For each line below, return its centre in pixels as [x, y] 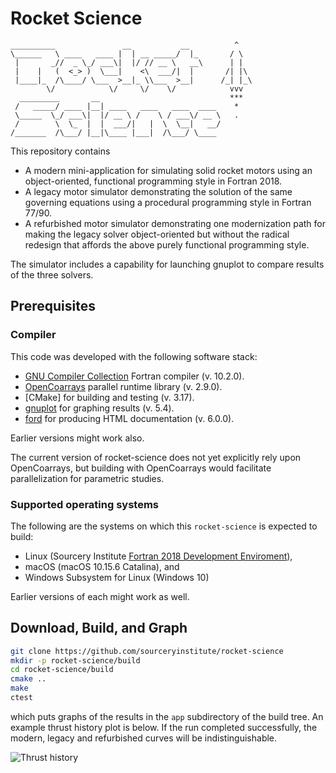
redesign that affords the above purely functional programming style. [167, 244]
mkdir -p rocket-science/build [75, 660]
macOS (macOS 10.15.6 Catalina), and [102, 566]
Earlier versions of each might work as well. [100, 596]
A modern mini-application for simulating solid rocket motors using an [168, 170]
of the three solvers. [52, 274]
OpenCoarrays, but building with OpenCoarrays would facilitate [141, 468]
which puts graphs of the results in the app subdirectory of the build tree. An [167, 716]
